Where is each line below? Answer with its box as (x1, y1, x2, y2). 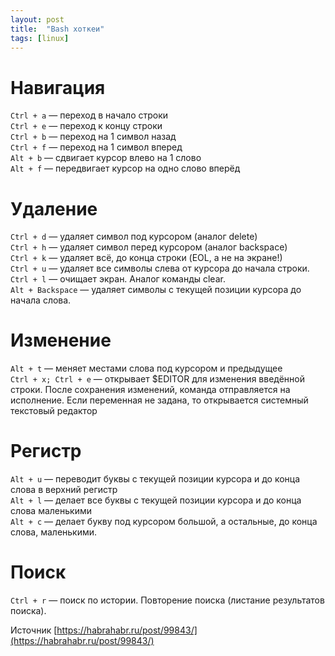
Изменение (10, 329, 112, 352)
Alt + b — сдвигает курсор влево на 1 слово (10, 152, 202, 164)
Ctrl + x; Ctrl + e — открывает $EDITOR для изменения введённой (10, 373, 306, 385)
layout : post (10, 14, 65, 25)
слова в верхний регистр (10, 484, 118, 496)
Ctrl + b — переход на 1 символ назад (10, 131, 177, 143)
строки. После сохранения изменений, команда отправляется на (10, 384, 291, 396)
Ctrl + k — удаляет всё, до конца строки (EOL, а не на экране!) (10, 252, 283, 264)
